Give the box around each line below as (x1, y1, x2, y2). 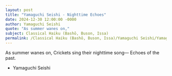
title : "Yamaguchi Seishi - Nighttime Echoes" (5, 12, 106, 17)
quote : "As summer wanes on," (5, 26, 70, 31)
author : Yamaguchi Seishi (5, 21, 60, 27)
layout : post (5, 7, 33, 13)
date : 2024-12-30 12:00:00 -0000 (5, 17, 77, 22)
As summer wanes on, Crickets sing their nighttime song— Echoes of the (5, 49, 160, 56)
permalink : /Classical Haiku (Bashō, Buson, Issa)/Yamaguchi (5, 36, 139, 41)
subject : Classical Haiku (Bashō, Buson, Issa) (5, 31, 109, 36)
